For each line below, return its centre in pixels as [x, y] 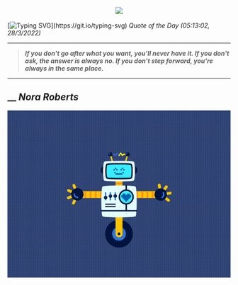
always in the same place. [64, 68]
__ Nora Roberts [43, 97]
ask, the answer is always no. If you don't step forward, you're [119, 61]
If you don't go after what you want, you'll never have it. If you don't [127, 53]
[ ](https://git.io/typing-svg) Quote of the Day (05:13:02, [109, 25]
